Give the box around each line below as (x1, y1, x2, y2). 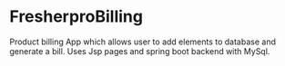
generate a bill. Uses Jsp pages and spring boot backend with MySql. (9, 45, 270, 56)
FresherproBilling (9, 6, 144, 27)
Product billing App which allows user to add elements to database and (9, 36, 276, 47)
